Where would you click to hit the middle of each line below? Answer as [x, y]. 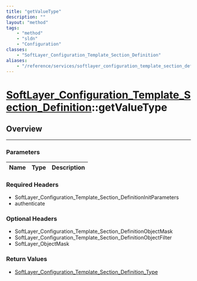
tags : [13, 28]
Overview [24, 128]
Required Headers [32, 184]
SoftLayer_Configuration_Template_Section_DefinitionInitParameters [97, 197]
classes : [17, 50]
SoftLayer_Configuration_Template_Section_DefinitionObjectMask [94, 231]
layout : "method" [27, 22]
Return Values [27, 259]
